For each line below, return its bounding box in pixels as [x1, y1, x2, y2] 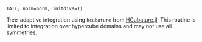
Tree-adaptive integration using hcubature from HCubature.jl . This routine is [6, 16, 196, 23]
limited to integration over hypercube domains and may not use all [6, 23, 172, 29]
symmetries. [6, 29, 38, 36]
